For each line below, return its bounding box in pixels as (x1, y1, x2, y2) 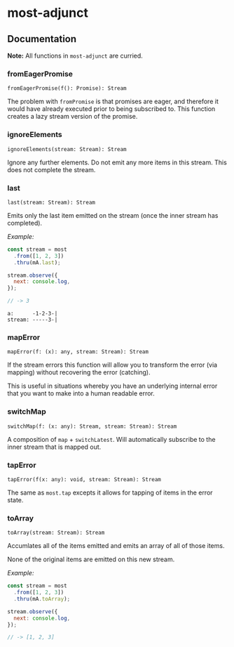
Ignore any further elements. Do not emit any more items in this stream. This (7, 158, 228, 166)
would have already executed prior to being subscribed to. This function (7, 105, 216, 113)
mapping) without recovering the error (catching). (7, 368, 151, 377)
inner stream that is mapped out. (7, 443, 102, 451)
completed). (7, 218, 43, 227)
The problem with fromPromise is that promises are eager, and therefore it (7, 97, 219, 106)
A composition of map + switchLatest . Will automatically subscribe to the (7, 435, 216, 443)
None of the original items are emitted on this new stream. (7, 555, 175, 563)
